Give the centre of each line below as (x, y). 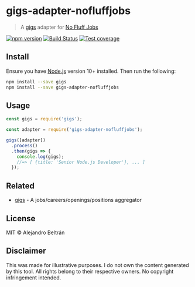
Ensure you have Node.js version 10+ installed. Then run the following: (91, 71)
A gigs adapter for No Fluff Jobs (59, 27)
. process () (25, 146)
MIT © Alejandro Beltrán (35, 232)
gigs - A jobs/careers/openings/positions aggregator (78, 200)
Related (20, 186)
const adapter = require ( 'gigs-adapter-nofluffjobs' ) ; (74, 130)
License (21, 218)
